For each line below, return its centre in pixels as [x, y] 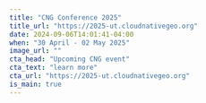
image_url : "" [36, 51]
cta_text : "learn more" [54, 68]
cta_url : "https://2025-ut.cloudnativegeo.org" [100, 76]
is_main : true [36, 84]
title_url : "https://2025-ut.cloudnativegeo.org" [104, 26]
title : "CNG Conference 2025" [66, 17]
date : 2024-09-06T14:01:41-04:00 [72, 34]
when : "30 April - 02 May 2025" [69, 43]
